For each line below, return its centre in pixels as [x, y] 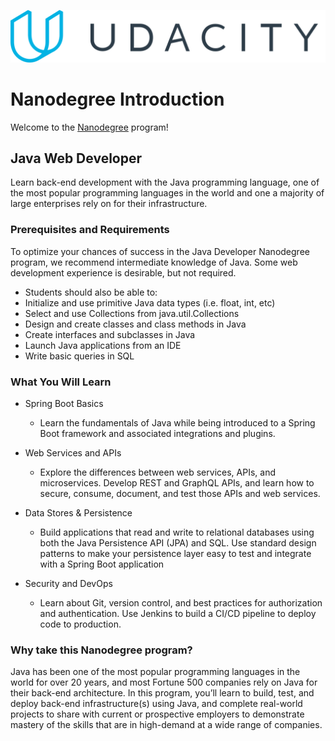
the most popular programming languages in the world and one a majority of [167, 193]
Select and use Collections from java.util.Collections [132, 313]
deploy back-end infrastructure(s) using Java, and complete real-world [156, 704]
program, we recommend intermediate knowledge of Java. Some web [154, 262]
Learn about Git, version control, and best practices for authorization [181, 603]
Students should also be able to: [91, 292]
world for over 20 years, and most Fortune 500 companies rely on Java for [164, 682]
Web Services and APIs [73, 453]
